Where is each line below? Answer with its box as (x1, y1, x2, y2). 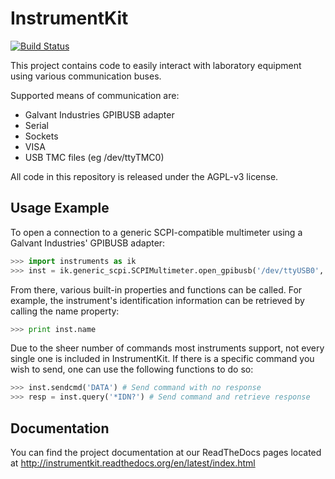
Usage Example (10, 200, 110, 217)
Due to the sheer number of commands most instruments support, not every (10, 342, 325, 354)
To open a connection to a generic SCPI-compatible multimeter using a (10, 226, 303, 238)
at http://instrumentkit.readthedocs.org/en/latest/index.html (10, 457, 256, 469)
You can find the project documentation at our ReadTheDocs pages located (10, 446, 322, 458)
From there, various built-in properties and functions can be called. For (10, 283, 303, 296)
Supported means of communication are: (10, 89, 180, 101)
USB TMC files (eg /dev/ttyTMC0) (24, 151, 165, 163)
